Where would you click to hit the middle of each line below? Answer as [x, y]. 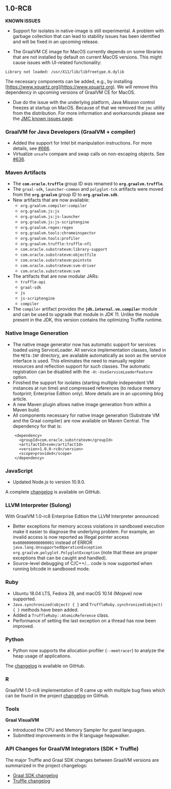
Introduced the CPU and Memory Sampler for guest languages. [79, 730]
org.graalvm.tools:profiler [50, 239]
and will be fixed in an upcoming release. [56, 42]
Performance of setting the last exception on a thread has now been [84, 620]
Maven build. [26, 410]
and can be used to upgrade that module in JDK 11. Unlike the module [86, 314]
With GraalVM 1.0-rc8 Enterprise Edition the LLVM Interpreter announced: [82, 516]
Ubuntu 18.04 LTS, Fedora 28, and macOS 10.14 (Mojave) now [77, 593]
